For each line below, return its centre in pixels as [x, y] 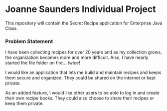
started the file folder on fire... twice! [43, 63]
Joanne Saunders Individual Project [81, 9]
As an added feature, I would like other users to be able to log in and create [82, 93]
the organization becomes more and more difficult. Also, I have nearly [77, 57]
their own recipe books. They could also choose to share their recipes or [80, 98]
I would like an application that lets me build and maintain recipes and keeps [83, 72]
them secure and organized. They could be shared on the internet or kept [81, 78]
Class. [12, 28]
